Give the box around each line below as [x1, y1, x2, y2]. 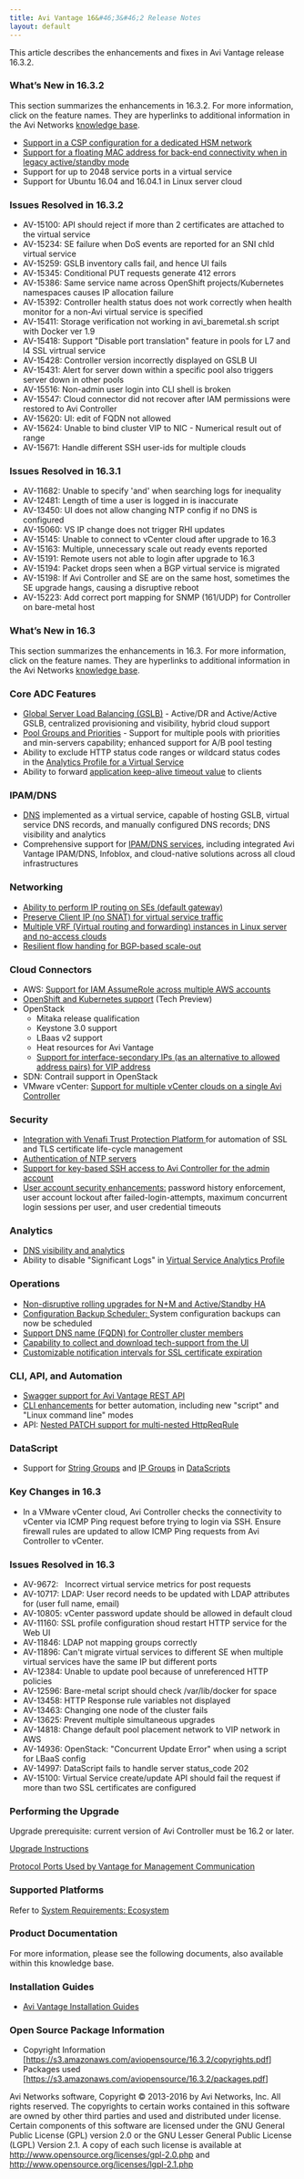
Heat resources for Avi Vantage [35, 1041, 155, 1053]
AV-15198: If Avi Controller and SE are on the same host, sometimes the [22, 573, 290, 583]
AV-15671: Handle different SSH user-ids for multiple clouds [22, 442, 247, 453]
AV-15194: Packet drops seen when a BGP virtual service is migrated [22, 563, 280, 574]
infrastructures [22, 858, 79, 869]
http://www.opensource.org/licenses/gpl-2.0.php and [9, 2149, 210, 2161]
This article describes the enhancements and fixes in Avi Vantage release [9, 46, 285, 57]
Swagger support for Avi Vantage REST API [22, 1390, 186, 1401]
